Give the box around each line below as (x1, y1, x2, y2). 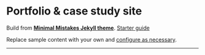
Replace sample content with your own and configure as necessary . (6, 36, 177, 43)
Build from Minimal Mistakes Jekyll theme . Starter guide (6, 24, 150, 31)
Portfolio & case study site (6, 4, 142, 18)
